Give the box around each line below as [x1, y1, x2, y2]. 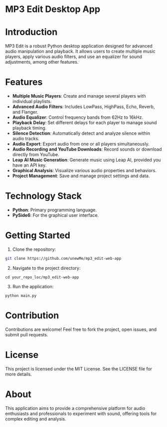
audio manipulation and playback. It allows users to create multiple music [5, 49, 156, 55]
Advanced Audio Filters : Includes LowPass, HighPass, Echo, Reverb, [12, 104, 155, 110]
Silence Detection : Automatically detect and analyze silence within [12, 130, 151, 136]
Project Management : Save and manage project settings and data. [12, 173, 150, 179]
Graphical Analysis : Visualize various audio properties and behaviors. [12, 168, 157, 174]
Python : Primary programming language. [12, 207, 97, 213]
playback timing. [12, 125, 47, 131]
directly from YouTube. [12, 152, 60, 158]
